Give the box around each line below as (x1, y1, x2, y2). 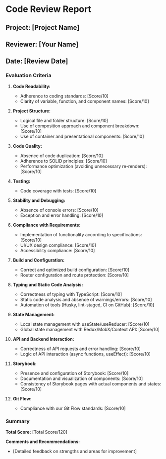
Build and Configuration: (12, 257, 65, 263)
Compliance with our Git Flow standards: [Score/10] (20, 405, 126, 411)
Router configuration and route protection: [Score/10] (20, 272, 129, 278)
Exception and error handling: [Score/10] (20, 212, 104, 218)
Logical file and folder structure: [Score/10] (20, 117, 109, 123)
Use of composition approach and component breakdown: (20, 123, 140, 129)
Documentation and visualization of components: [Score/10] (20, 375, 143, 381)
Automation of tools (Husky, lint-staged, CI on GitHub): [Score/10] (20, 302, 155, 308)
